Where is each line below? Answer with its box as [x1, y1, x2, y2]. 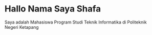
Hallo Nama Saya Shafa [4, 3, 101, 14]
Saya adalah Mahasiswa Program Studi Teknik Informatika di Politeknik [4, 19, 147, 25]
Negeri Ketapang [4, 24, 39, 30]
